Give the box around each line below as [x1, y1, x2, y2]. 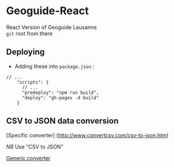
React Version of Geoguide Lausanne [6, 24, 97, 31]
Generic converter [6, 155, 51, 162]
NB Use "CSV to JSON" [6, 143, 64, 150]
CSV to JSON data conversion [6, 116, 119, 126]
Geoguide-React [6, 4, 89, 18]
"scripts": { [17, 79, 49, 85]
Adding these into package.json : [14, 63, 95, 70]
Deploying [6, 47, 45, 57]
